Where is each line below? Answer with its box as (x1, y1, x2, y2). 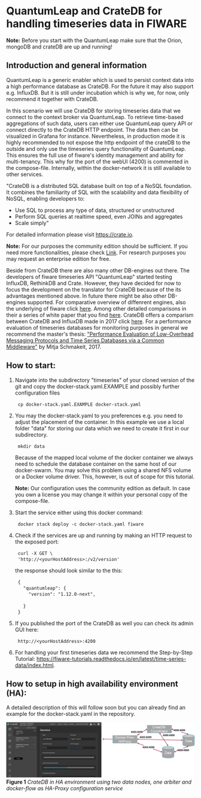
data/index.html (14, 662, 54, 669)
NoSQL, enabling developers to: (6, 195, 85, 202)
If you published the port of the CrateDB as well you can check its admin (14, 620, 194, 627)
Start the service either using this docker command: (14, 509, 144, 516)
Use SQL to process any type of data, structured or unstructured (14, 207, 175, 214)
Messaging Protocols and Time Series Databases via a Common (6, 336, 165, 344)
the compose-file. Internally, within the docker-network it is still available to (6, 164, 191, 171)
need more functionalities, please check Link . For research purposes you (6, 248, 187, 256)
